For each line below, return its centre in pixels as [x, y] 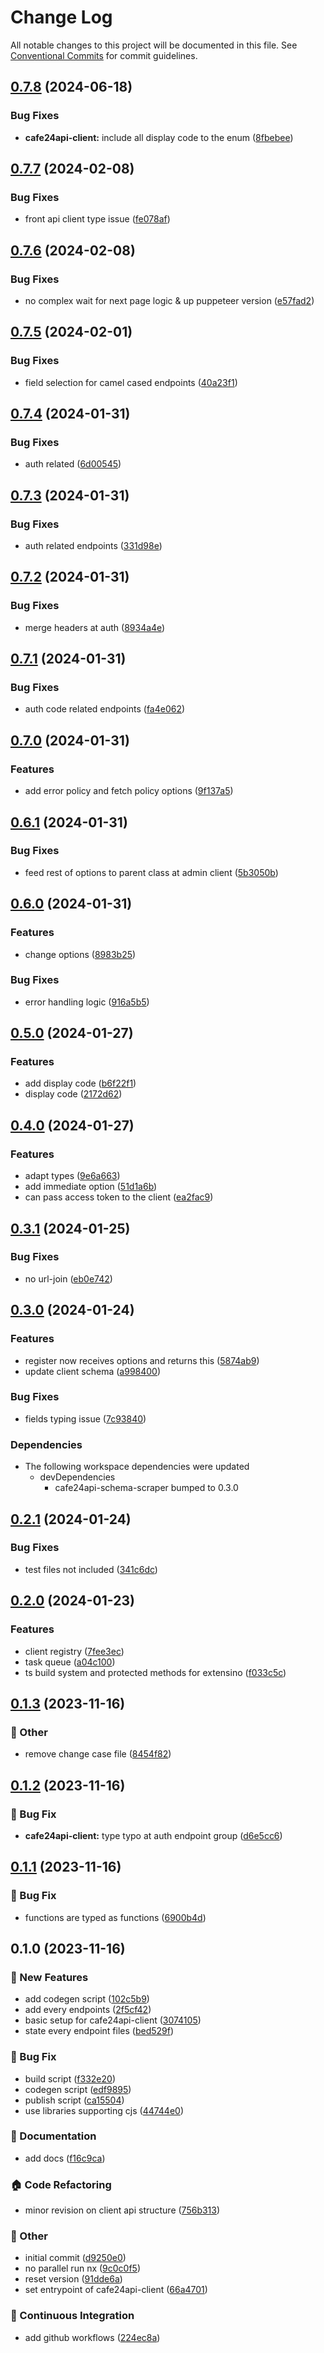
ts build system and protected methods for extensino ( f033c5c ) [155, 1672]
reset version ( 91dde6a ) [73, 2279]
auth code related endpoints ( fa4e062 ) [105, 709]
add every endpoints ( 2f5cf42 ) [88, 2010]
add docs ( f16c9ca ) [65, 2158]
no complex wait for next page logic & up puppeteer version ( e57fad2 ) [169, 300]
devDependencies [77, 1477]
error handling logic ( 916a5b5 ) [87, 1002]
